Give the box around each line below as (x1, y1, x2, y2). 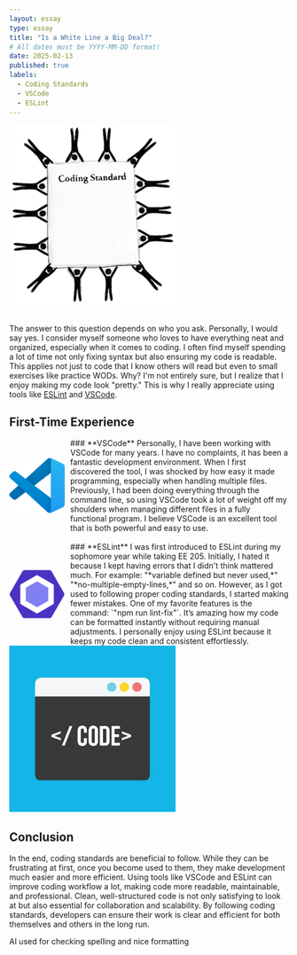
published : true (9, 61, 69, 70)
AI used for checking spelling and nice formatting (9, 936, 190, 947)
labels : (9, 71, 38, 80)
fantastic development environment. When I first (70, 457, 246, 467)
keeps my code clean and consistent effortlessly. (70, 636, 250, 646)
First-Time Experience (9, 414, 135, 429)
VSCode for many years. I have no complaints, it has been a (70, 448, 288, 458)
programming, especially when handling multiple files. (70, 475, 268, 487)
